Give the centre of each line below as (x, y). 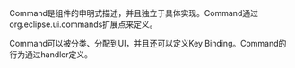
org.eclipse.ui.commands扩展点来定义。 (83, 24)
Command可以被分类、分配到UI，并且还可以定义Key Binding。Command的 (148, 43)
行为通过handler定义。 (51, 55)
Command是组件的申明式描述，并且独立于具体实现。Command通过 (134, 13)
